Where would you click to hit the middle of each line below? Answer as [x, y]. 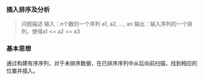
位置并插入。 [22, 70]
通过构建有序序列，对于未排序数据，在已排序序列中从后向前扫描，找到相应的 [102, 63]
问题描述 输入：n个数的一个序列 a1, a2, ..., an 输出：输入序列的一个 [104, 24]
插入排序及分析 [28, 9]
